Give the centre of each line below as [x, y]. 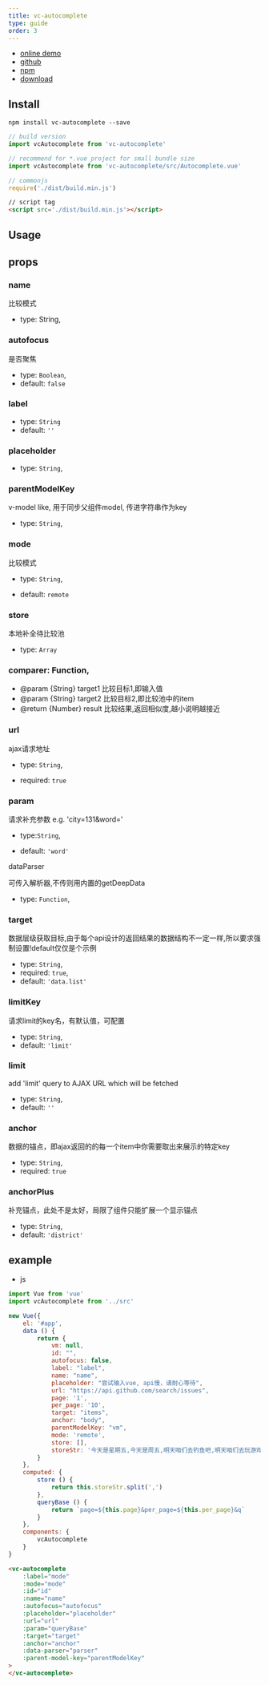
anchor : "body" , [78, 1420]
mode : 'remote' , [78, 1435]
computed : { [42, 1473]
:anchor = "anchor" [52, 1643]
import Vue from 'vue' [46, 1294]
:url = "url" [41, 1621]
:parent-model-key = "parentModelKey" [84, 1659]
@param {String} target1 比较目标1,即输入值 [91, 689]
